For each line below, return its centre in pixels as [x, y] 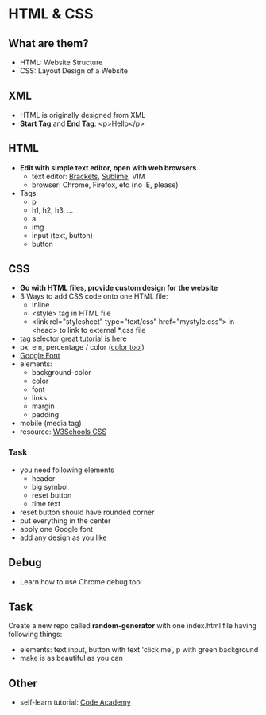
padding [45, 415]
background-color [61, 373]
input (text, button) [62, 235]
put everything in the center [65, 520]
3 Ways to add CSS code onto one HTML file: [94, 296]
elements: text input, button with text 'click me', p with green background [139, 650]
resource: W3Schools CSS [63, 432]
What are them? [48, 43]
